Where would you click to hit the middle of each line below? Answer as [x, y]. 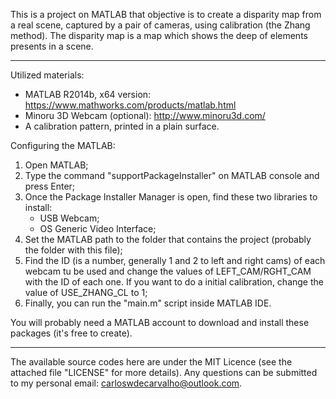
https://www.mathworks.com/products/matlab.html [130, 105]
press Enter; [50, 186]
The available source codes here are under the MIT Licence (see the [151, 362]
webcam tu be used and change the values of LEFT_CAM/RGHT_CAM [168, 271]
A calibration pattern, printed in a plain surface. [122, 126]
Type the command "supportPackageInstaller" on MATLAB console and [172, 175]
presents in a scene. [52, 46]
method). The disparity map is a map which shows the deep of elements [159, 35]
